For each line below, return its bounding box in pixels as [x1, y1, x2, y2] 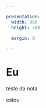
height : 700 [11, 25, 41, 31]
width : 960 [11, 19, 38, 25]
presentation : [6, 14, 41, 19]
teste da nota [6, 85, 38, 92]
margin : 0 [11, 35, 35, 41]
